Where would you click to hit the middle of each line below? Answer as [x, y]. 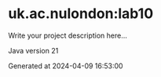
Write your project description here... [68, 35]
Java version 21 [33, 50]
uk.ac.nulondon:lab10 [81, 14]
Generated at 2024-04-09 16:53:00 [66, 66]
